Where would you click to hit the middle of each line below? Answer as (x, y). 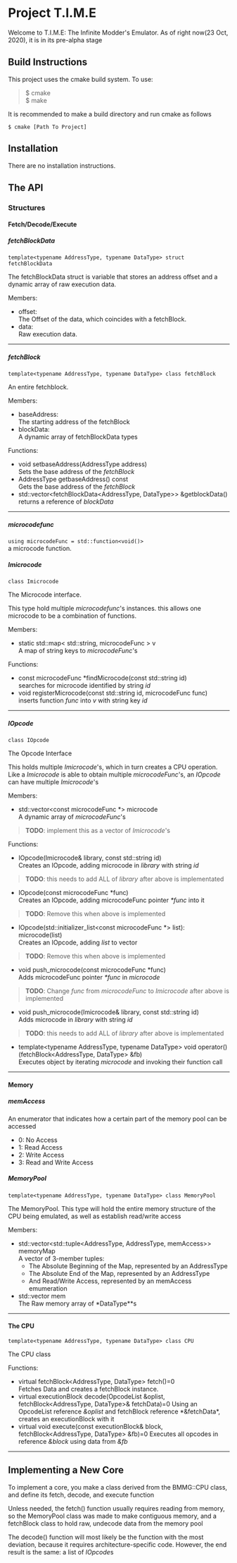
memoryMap (37, 1251)
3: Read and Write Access (56, 1162)
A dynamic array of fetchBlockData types (78, 437)
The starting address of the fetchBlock (74, 422)
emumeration (48, 1288)
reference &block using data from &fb (73, 1442)
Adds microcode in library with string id (75, 1020)
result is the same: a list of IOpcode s (61, 1552)
